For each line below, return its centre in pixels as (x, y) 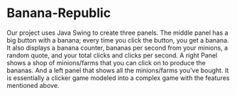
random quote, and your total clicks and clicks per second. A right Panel (112, 55)
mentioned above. (33, 85)
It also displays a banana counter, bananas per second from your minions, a (117, 47)
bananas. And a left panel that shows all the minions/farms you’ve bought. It (118, 70)
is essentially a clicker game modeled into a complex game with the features (118, 78)
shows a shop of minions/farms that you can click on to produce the (106, 62)
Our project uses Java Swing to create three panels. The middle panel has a (117, 33)
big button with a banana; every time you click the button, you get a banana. (118, 40)
